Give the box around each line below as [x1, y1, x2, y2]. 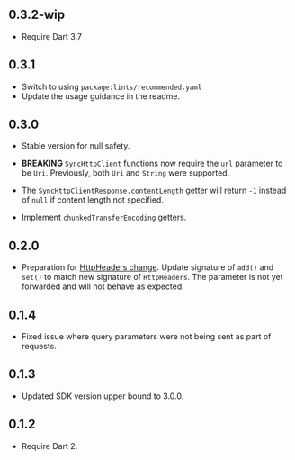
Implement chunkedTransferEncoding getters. [21, 212, 187, 223]
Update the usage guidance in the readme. [21, 90, 181, 102]
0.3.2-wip [8, 7, 66, 23]
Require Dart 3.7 [21, 31, 83, 41]
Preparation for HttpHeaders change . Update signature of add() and [21, 262, 274, 273]
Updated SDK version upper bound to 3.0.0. [21, 391, 184, 401]
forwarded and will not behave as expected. [21, 281, 185, 292]
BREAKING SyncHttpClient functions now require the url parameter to [21, 158, 283, 169]
